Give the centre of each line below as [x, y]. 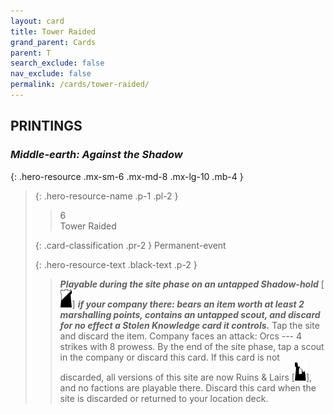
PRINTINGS [46, 126]
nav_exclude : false [51, 74]
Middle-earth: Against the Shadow [96, 155]
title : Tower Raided [53, 31]
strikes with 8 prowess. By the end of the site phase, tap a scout [192, 346]
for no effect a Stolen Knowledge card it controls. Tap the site [189, 325]
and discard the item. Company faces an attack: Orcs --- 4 [181, 336]
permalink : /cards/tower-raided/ [80, 85]
